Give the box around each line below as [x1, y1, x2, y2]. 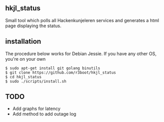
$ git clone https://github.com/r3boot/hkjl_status [5, 70, 116, 75]
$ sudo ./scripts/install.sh [5, 79, 67, 84]
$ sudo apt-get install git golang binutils [5, 65, 100, 71]
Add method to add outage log [12, 111, 77, 117]
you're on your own [5, 56, 46, 62]
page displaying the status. [5, 23, 62, 29]
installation [5, 37, 41, 46]
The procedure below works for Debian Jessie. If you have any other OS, [5, 50, 157, 57]
